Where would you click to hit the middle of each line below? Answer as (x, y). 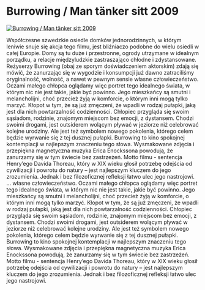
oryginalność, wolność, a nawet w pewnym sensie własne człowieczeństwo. (102, 79)
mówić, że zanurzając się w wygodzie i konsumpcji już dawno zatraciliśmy (100, 72)
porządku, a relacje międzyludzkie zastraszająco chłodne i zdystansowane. (102, 59)
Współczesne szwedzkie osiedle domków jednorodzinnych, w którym (94, 40)
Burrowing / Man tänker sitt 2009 (93, 11)
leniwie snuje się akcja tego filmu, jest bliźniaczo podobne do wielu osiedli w (103, 46)
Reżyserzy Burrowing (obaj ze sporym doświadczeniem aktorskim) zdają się (102, 66)
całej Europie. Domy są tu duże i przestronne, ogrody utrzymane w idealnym (103, 53)
